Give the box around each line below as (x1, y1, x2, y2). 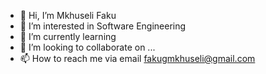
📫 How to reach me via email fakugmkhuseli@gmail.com (19, 53, 256, 64)
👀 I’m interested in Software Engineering (19, 20, 187, 32)
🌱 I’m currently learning (19, 31, 117, 42)
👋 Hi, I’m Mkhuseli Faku (19, 10, 117, 21)
